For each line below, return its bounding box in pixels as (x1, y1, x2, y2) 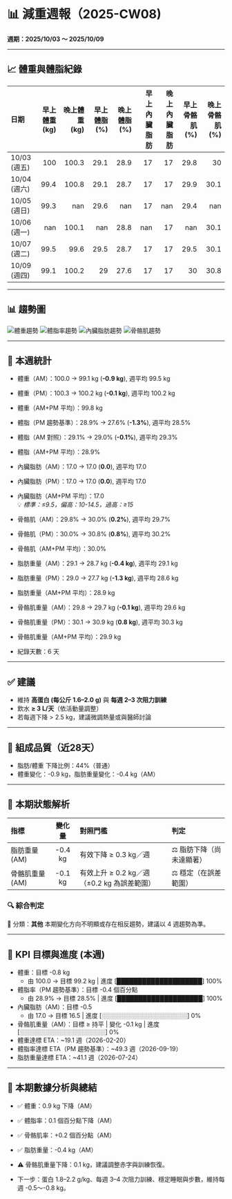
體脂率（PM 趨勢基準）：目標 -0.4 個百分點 (17, 985, 138, 994)
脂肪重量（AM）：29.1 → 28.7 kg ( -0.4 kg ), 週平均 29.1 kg (17, 559, 178, 567)
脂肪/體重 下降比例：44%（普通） (17, 762, 114, 769)
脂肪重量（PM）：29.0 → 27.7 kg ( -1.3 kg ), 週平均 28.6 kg (17, 574, 179, 583)
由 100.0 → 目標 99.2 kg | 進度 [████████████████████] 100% (27, 976, 222, 985)
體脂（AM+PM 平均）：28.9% (17, 448, 101, 456)
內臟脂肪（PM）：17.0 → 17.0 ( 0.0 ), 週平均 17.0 (17, 478, 146, 486)
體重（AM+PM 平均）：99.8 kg (17, 404, 104, 412)
